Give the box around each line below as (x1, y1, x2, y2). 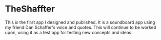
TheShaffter (5, 3, 55, 14)
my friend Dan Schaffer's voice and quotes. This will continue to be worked (5, 24, 157, 30)
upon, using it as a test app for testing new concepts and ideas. (5, 29, 133, 35)
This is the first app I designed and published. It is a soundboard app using (5, 19, 155, 25)
